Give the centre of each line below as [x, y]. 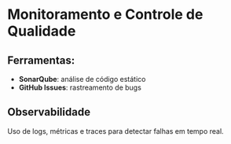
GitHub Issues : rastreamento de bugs [80, 87]
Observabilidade [49, 112]
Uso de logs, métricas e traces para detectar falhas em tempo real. [116, 131]
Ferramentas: [41, 60]
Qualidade [42, 31]
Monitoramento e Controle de [105, 15]
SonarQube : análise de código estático [82, 79]
